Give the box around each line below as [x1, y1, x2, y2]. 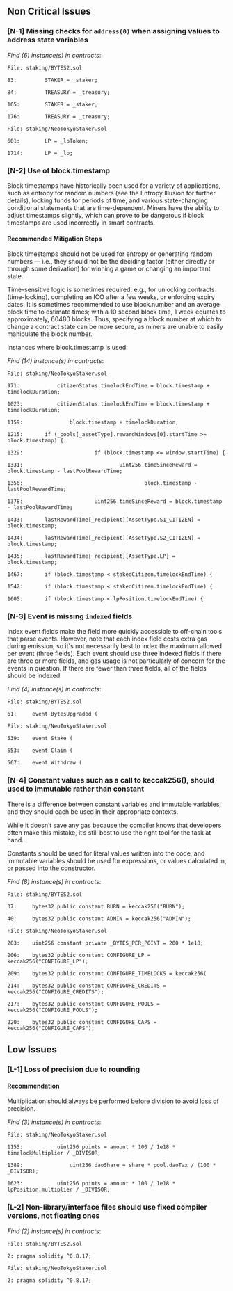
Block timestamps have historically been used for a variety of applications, [7, 181, 221, 190]
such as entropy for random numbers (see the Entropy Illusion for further [7, 189, 216, 197]
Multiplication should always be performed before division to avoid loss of [7, 1097, 219, 1105]
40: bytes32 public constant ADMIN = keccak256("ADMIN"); [7, 915, 191, 922]
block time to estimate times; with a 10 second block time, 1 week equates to [7, 307, 226, 316]
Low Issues [7, 1043, 58, 1056]
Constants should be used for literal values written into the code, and [7, 849, 205, 858]
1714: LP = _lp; [7, 150, 73, 157]
